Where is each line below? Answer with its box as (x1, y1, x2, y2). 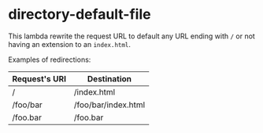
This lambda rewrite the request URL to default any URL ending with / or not (8, 31, 256, 41)
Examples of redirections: (8, 55, 91, 64)
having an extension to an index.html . (8, 39, 131, 49)
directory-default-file (8, 5, 151, 23)
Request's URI (12, 73, 67, 84)
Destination (87, 73, 132, 84)
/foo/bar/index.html (73, 99, 146, 110)
